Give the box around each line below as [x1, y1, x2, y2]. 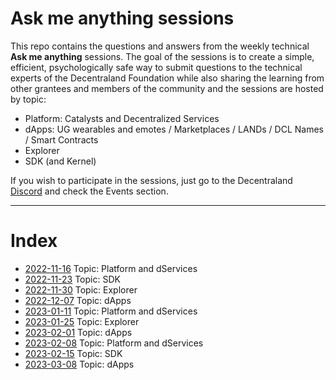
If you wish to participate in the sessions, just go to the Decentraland [10, 174, 293, 186]
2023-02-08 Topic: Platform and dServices [24, 337, 204, 349]
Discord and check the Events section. [10, 185, 169, 197]
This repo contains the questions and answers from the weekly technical [10, 40, 310, 52]
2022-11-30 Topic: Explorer [24, 283, 138, 296]
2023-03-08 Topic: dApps [24, 358, 135, 370]
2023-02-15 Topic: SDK [24, 347, 123, 359]
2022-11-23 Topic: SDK [24, 273, 121, 285]
